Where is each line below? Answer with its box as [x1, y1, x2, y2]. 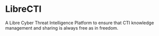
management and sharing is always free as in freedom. [5, 25, 118, 31]
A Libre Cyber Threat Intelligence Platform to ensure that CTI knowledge [5, 20, 154, 26]
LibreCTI [5, 3, 41, 15]
